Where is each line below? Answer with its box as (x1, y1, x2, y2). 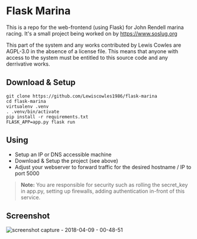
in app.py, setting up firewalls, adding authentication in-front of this (20, 188, 185, 195)
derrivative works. (6, 60, 50, 67)
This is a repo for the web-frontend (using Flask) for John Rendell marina (6, 24, 185, 31)
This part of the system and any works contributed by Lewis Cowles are (6, 41, 182, 49)
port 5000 (14, 170, 40, 177)
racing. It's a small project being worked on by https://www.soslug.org (6, 30, 177, 37)
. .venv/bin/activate (6, 108, 60, 115)
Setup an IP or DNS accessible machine (14, 151, 112, 158)
